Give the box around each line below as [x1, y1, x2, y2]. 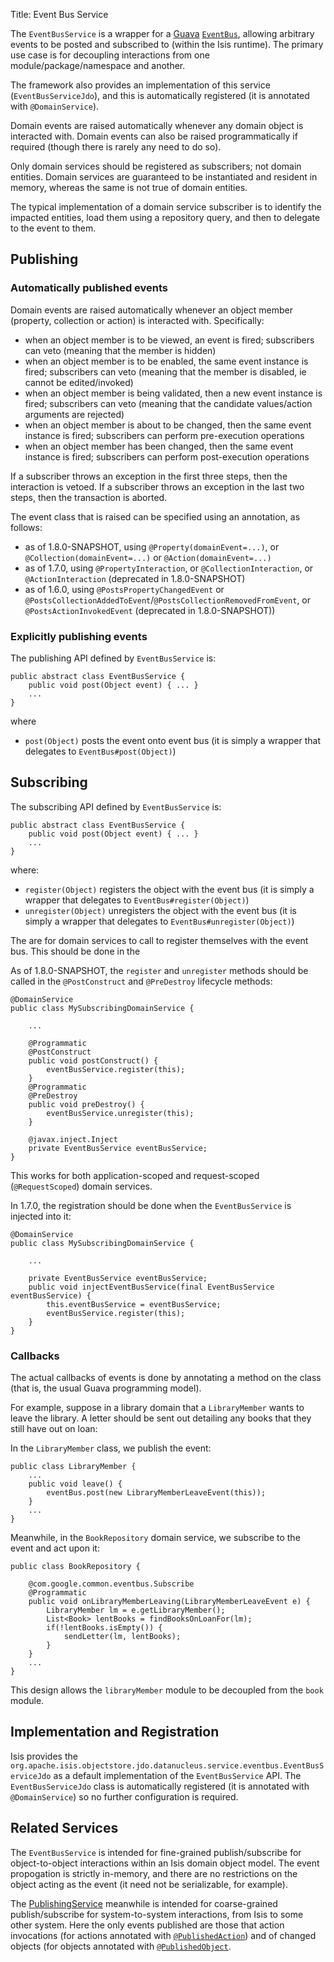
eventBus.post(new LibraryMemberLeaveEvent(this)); [46, 1488, 267, 1498]
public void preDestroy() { [28, 1099, 145, 1109]
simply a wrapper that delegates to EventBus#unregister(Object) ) [24, 915, 295, 927]
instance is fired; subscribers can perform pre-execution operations [24, 429, 305, 441]
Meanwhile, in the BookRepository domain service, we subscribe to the [10, 1532, 301, 1544]
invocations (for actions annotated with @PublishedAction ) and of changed [10, 1929, 317, 1941]
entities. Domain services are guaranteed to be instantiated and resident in [10, 171, 318, 183]
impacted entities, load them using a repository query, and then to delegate [10, 212, 321, 223]
